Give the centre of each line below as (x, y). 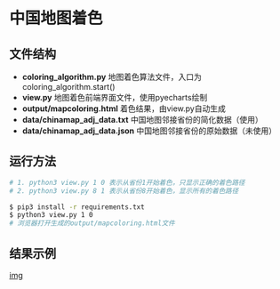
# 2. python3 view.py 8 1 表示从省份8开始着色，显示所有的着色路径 (124, 191)
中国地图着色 (56, 18)
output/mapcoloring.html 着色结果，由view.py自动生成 (124, 108)
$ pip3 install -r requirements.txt (77, 207)
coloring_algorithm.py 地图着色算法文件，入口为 (112, 77)
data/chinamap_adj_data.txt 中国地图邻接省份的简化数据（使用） (143, 120)
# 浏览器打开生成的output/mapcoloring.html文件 (92, 223)
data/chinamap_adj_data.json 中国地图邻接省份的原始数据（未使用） (149, 131)
